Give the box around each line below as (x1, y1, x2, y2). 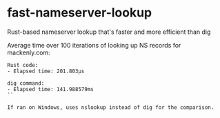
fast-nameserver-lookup (7, 5, 152, 21)
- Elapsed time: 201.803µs (7, 68, 85, 75)
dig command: (7, 79, 45, 87)
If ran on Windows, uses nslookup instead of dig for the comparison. (7, 104, 214, 111)
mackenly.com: (7, 48, 50, 57)
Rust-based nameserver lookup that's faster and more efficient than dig (7, 28, 211, 36)
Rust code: (7, 61, 39, 68)
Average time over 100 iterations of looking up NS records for (7, 41, 181, 49)
